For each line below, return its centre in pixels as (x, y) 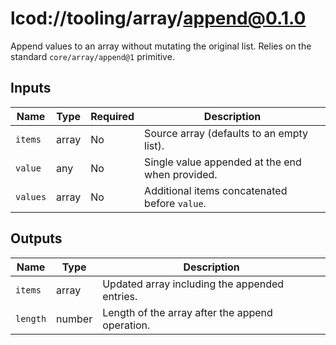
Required (112, 116)
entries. (120, 296)
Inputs (31, 88)
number (74, 319)
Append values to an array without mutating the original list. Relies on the (161, 46)
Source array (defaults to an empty (226, 133)
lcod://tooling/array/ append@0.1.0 (158, 18)
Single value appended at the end (223, 162)
